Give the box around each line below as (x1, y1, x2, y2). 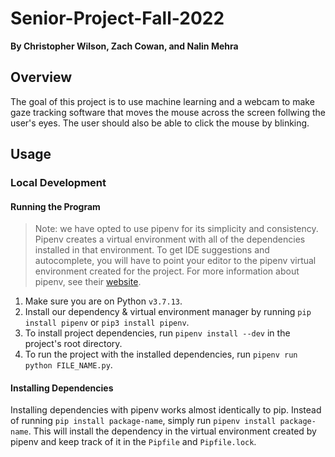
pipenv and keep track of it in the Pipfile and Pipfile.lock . (10, 436, 257, 448)
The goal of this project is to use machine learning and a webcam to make (10, 95, 315, 107)
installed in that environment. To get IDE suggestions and (34, 244, 270, 256)
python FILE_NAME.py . (24, 359, 113, 371)
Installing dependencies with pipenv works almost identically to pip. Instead (10, 404, 322, 416)
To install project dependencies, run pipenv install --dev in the (24, 327, 291, 339)
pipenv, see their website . (34, 276, 142, 288)
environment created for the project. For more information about (34, 265, 300, 277)
